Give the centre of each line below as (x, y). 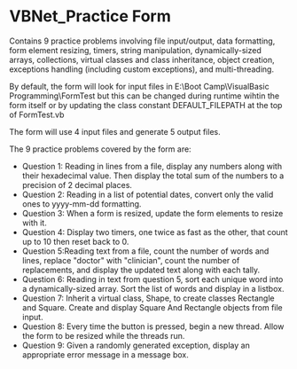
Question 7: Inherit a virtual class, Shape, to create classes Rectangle (148, 298)
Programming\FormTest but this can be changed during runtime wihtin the (145, 96)
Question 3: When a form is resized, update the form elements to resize (152, 213)
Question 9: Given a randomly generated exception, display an (136, 345)
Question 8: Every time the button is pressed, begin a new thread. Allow (153, 326)
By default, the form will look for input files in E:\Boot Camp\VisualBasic (139, 86)
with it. (34, 223)
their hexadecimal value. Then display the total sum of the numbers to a (153, 176)
